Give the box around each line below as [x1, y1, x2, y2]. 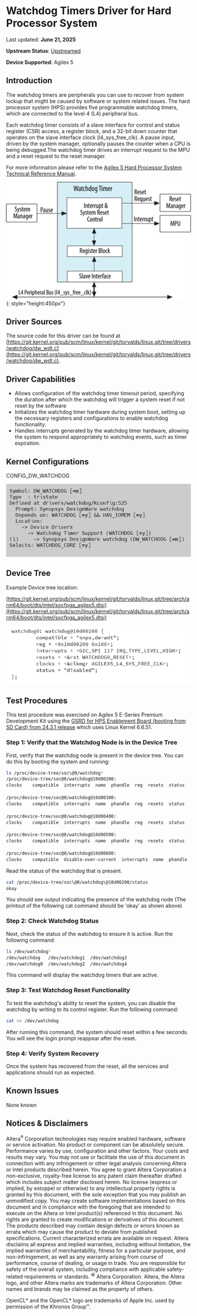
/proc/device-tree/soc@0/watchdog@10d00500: [6, 832, 117, 838]
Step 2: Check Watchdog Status [6, 917, 99, 925]
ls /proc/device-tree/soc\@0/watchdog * [6, 770, 104, 776]
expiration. [14, 440, 41, 447]
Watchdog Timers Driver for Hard [6, 4, 172, 18]
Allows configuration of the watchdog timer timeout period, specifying [14, 390, 185, 397]
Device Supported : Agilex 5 [6, 59, 74, 66]
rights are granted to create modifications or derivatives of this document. [6, 1216, 185, 1223]
